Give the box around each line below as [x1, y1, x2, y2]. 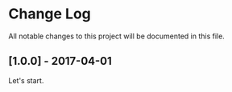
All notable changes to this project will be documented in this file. [8, 31, 226, 41]
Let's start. [8, 75, 44, 85]
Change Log [8, 5, 91, 23]
